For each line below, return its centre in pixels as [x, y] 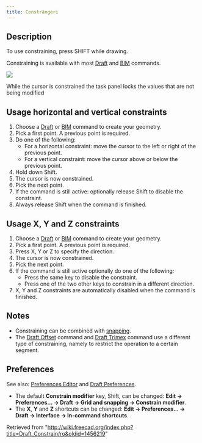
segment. [27, 350]
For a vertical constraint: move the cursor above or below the [101, 159]
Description [29, 37]
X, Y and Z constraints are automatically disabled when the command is [105, 290]
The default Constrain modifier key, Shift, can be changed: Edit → [99, 396]
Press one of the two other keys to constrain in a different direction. [109, 284]
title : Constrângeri [33, 12]
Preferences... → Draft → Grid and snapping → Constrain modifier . [100, 402]
